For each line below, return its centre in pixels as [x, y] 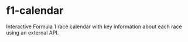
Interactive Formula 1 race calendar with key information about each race [94, 26]
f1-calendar [35, 11]
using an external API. [33, 32]
